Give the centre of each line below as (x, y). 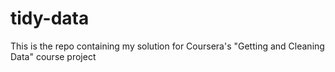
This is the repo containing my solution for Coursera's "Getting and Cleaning (167, 46)
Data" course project (53, 56)
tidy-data (50, 18)
